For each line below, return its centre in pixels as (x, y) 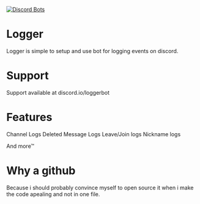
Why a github (41, 170)
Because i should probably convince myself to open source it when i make (100, 188)
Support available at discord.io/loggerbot (58, 92)
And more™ (20, 146)
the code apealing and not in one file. (53, 194)
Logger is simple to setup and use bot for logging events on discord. (92, 51)
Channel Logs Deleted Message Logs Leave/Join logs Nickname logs (94, 134)
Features (29, 118)
